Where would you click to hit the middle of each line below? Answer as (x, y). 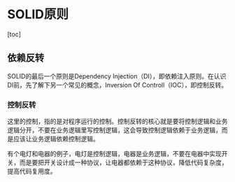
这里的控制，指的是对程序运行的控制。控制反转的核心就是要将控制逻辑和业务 (117, 121)
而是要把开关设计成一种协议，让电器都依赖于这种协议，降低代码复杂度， (123, 162)
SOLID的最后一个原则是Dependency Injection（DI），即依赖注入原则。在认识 (117, 76)
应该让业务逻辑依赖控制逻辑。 (56, 139)
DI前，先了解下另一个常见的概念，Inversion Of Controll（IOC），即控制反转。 (117, 85)
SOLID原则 (38, 14)
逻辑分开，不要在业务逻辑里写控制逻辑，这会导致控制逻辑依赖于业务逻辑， (114, 130)
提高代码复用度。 (32, 171)
